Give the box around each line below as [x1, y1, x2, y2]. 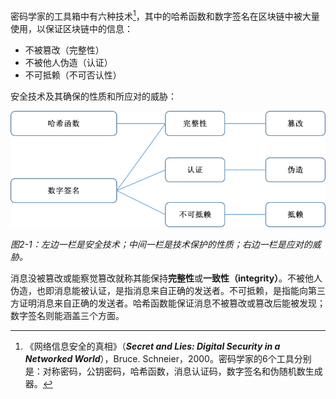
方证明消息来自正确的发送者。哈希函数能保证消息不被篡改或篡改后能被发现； [10, 297, 326, 309]
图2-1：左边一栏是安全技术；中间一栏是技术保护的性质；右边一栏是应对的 [10, 238, 313, 250]
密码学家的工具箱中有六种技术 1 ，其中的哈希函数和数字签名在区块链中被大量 [10, 9, 320, 22]
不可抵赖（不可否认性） [24, 69, 122, 81]
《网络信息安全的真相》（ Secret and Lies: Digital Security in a [24, 340, 281, 352]
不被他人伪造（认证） [24, 56, 113, 68]
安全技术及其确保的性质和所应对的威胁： [10, 90, 177, 102]
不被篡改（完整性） [24, 44, 105, 56]
